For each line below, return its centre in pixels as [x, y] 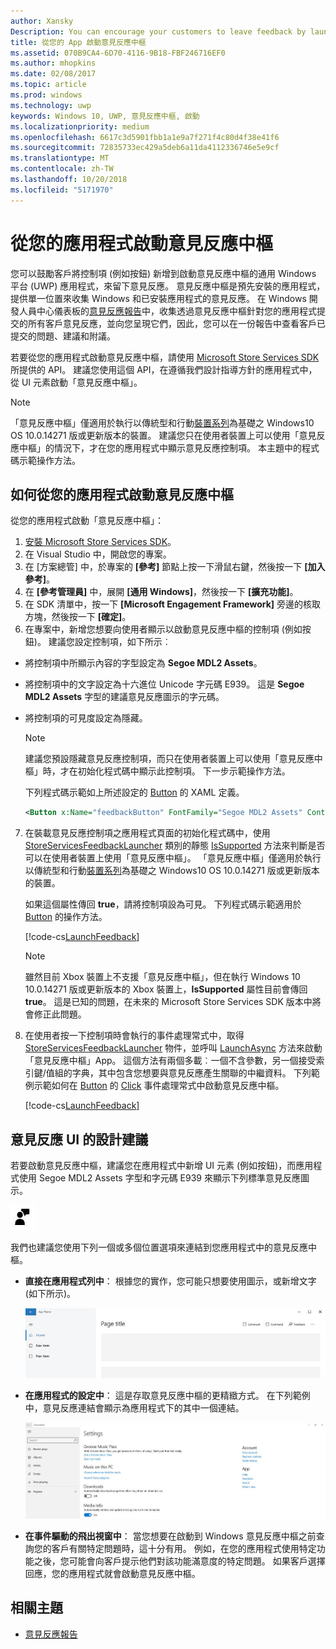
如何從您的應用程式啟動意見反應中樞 [122, 494]
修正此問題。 [60, 1014]
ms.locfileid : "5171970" [62, 190]
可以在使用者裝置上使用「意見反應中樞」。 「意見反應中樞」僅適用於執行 [173, 858]
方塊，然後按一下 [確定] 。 [78, 617]
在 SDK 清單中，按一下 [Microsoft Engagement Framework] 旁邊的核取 [173, 604]
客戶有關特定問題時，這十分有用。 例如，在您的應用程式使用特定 [184, 1548]
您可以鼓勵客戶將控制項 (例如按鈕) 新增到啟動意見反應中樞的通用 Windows [163, 273]
